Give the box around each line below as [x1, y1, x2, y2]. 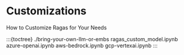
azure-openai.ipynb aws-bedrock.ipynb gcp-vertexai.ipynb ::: [6, 42, 158, 49]
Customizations [6, 4, 87, 18]
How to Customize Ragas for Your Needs [6, 24, 107, 31]
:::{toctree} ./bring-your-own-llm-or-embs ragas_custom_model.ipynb [6, 35, 178, 42]
